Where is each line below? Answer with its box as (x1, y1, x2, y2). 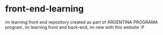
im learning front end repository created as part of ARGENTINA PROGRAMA (5, 19, 158, 25)
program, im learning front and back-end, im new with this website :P (5, 24, 144, 30)
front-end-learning (5, 3, 84, 14)
